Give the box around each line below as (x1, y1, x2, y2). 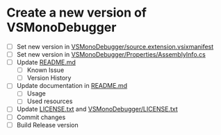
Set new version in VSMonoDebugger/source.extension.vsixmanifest (16, 42, 214, 51)
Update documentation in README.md (16, 82, 128, 90)
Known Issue (26, 66, 65, 74)
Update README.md (16, 58, 76, 66)
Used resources (26, 97, 73, 105)
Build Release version (16, 120, 79, 129)
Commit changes (16, 113, 66, 121)
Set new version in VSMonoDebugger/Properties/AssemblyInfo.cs (16, 51, 206, 58)
